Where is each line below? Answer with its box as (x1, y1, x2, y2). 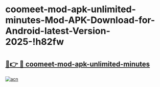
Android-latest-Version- (5, 25, 111, 37)
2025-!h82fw (5, 36, 64, 48)
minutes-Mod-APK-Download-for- (5, 14, 155, 26)
